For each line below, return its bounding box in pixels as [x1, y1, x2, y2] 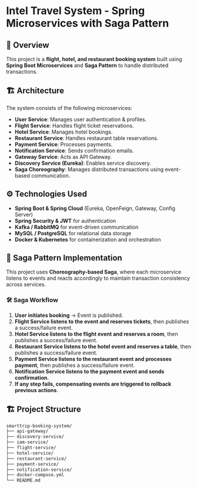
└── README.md [6, 477, 41, 483]
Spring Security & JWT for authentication [14, 217, 116, 224]
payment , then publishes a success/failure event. [14, 362, 135, 369]
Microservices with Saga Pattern [6, 16, 169, 30]
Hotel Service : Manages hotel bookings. [14, 128, 113, 135]
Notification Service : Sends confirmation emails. [14, 147, 134, 154]
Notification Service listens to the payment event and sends [14, 367, 165, 375]
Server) [14, 210, 34, 218]
